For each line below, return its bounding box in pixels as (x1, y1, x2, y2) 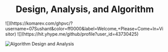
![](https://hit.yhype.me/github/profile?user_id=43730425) (17, 31, 139, 37)
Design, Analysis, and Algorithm (16, 4, 154, 15)
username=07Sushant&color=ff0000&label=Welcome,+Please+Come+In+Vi (5, 25, 163, 31)
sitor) (5, 31, 16, 37)
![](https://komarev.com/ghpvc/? (5, 20, 73, 26)
